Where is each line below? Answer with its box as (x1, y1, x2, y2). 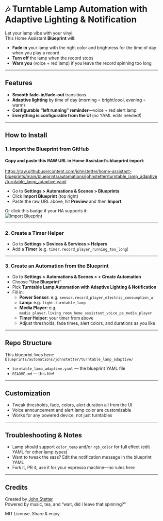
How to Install (5, 131, 48, 139)
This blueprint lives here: (5, 351, 55, 358)
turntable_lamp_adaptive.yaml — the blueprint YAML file (12, 365, 126, 371)
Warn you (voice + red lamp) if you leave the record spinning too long (12, 60, 152, 66)
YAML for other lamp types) (12, 449, 68, 455)
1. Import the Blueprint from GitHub (5, 146, 89, 153)
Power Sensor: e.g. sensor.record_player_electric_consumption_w (19, 294, 153, 300)
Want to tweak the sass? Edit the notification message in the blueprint (12, 454, 152, 460)
